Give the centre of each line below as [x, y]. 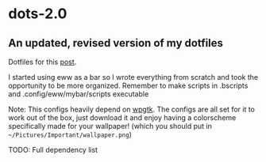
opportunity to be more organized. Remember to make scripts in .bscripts [128, 85]
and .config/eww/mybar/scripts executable [79, 94]
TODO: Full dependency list [53, 150]
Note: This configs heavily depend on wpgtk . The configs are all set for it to [132, 109]
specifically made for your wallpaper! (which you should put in [110, 126]
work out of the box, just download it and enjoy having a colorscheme [122, 118]
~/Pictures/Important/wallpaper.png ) [70, 134]
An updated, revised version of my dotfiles [116, 43]
